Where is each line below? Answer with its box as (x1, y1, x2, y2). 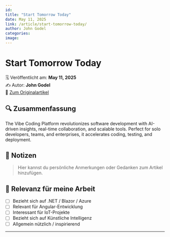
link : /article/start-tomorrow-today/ (5, 21, 87, 27)
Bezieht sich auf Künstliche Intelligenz (12, 215, 92, 221)
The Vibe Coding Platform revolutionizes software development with (5, 120, 148, 126)
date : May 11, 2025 (5, 17, 47, 22)
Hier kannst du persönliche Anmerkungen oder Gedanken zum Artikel (17, 165, 163, 171)
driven (5, 126, 19, 132)
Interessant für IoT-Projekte (12, 209, 70, 215)
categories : (5, 31, 30, 36)
